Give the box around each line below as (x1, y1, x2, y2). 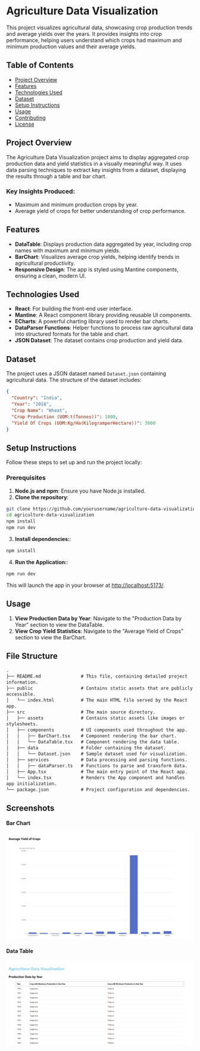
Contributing (14, 114, 46, 121)
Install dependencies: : (14, 536, 71, 543)
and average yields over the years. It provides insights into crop (6, 30, 162, 37)
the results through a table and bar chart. (6, 172, 107, 180)
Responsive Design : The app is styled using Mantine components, (14, 265, 179, 273)
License (14, 120, 35, 128)
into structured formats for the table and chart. (14, 330, 129, 338)
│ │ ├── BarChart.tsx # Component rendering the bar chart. (6, 733, 177, 739)
